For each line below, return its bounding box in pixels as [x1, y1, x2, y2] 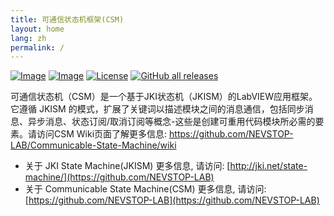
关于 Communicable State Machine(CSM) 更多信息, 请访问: [24, 183, 267, 195]
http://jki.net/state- [229, 160, 308, 172]
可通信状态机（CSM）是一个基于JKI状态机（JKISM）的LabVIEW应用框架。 [10, 91, 318, 103]
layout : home [10, 24, 65, 34]
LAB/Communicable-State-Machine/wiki [10, 139, 177, 151]
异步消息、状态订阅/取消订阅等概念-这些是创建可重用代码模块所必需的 [27, 116, 316, 128]
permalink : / [10, 42, 65, 53]
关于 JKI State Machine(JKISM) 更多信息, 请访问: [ [24, 160, 231, 172]
